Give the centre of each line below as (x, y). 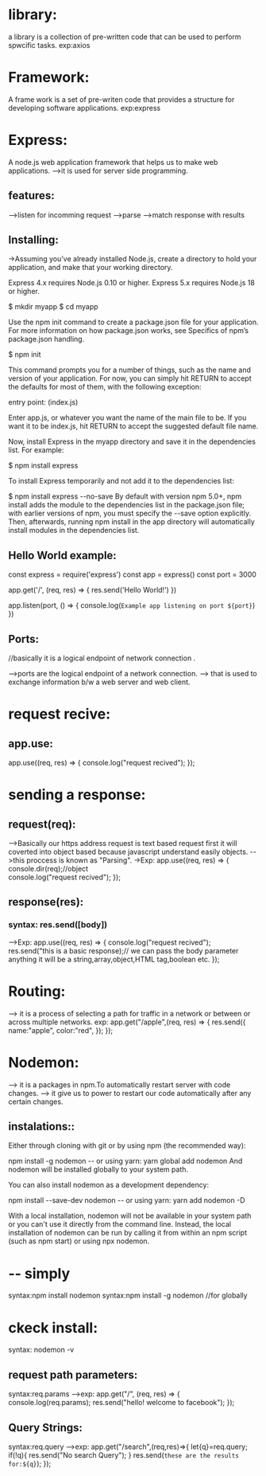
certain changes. (36, 1102)
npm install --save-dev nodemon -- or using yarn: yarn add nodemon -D (127, 1200)
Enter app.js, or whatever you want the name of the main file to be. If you (127, 418)
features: (31, 196)
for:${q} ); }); (30, 1463)
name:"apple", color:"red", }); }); (61, 1030)
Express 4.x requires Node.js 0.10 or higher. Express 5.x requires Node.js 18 (132, 283)
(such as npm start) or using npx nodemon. (79, 1241)
